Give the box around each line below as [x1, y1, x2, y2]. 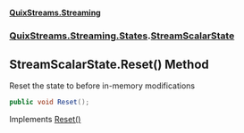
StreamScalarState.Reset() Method [9, 56, 210, 71]
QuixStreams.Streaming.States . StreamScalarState [9, 29, 235, 42]
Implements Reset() [9, 114, 81, 125]
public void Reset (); [9, 98, 90, 107]
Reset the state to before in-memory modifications [9, 80, 195, 91]
